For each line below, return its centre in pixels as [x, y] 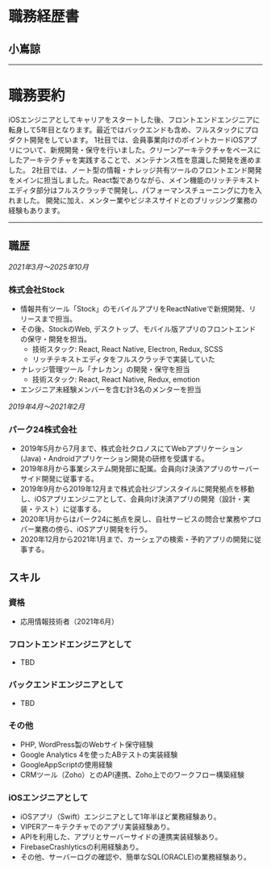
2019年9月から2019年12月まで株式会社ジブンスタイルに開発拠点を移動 [137, 489]
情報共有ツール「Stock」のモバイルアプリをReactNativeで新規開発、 [134, 309]
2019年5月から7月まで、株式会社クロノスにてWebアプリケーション [131, 449]
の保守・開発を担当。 [55, 339]
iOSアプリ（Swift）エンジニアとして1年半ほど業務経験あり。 [120, 817]
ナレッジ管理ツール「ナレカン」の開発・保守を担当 [105, 370]
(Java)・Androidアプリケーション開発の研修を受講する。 [114, 459]
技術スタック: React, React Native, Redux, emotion [116, 379]
